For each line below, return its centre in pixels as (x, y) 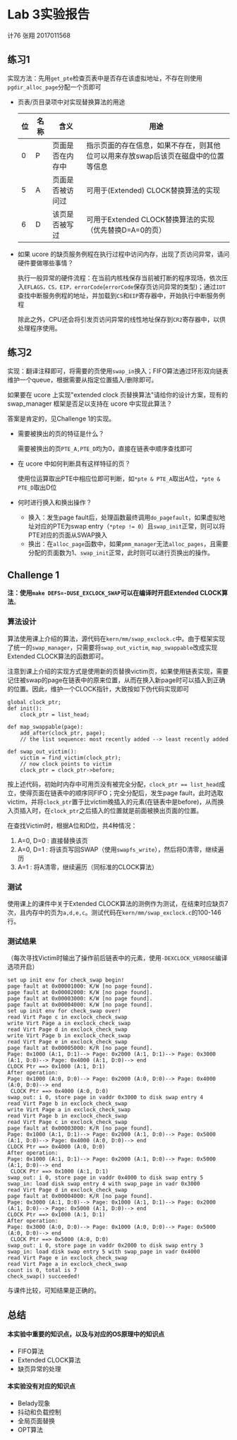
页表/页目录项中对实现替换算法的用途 (71, 102)
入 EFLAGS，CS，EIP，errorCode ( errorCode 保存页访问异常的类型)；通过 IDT (121, 286)
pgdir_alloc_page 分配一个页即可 (54, 87)
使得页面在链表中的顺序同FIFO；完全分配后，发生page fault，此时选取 (121, 793)
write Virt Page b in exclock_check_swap (69, 1036)
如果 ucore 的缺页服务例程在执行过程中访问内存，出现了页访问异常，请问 (123, 254)
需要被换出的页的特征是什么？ (61, 433)
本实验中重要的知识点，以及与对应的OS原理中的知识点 (86, 1334)
